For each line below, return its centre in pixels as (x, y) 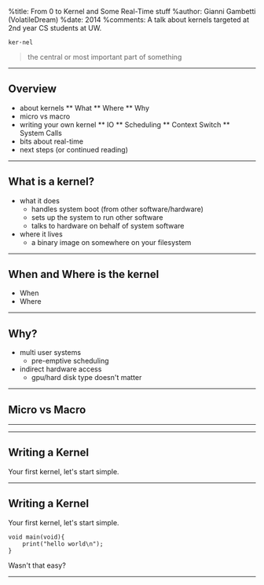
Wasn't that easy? (37, 565)
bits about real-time (51, 141)
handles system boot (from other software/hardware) (117, 209)
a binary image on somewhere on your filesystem (111, 242)
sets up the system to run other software (97, 217)
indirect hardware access (60, 369)
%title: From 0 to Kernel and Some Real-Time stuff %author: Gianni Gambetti (132, 11)
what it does (40, 200)
